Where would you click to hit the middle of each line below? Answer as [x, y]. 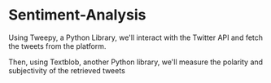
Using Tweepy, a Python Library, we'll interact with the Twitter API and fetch [135, 37]
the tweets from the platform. [57, 46]
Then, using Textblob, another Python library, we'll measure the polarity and [135, 62]
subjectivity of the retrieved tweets [67, 70]
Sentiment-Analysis [77, 15]
